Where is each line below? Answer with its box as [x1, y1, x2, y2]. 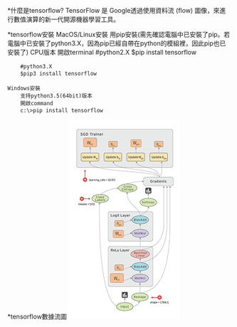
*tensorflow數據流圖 [7, 312, 68, 321]
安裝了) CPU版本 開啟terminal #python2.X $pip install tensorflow [7, 48, 197, 56]
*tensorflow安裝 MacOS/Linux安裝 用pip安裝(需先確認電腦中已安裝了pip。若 [7, 31, 231, 38]
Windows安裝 [7, 85, 41, 92]
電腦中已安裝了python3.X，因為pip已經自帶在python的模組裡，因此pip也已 [7, 39, 226, 48]
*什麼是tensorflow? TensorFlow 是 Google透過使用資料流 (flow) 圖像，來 [7, 6, 220, 14]
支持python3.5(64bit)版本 [20, 92, 93, 100]
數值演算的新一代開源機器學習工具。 [13, 15, 120, 23]
